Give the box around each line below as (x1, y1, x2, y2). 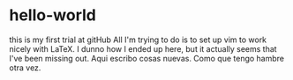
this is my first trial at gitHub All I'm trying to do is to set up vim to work (9, 34, 267, 45)
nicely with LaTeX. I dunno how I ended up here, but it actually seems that (9, 43, 277, 54)
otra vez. (9, 62, 41, 73)
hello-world (9, 5, 97, 25)
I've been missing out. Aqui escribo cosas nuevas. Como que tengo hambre (9, 53, 285, 63)
